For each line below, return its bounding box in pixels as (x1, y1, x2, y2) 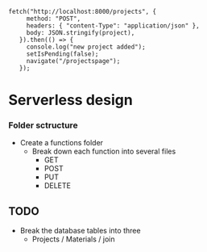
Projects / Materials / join (31, 234, 115, 244)
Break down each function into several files (31, 146, 176, 157)
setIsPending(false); (26, 50, 99, 58)
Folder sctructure (8, 120, 78, 131)
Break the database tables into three (19, 226, 141, 236)
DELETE (43, 181, 71, 191)
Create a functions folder (19, 138, 103, 148)
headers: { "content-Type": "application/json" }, (26, 22, 200, 30)
